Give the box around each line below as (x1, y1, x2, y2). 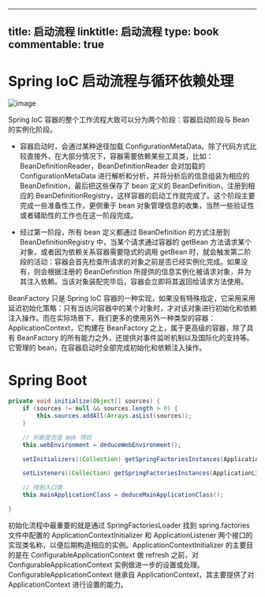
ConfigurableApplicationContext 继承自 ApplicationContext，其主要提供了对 (8, 569, 255, 579)
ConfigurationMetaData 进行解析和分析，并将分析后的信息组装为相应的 (19, 171, 250, 181)
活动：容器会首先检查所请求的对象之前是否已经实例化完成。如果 (33, 257, 241, 267)
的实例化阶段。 (8, 125, 57, 134)
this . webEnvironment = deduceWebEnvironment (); (22, 441, 181, 449)
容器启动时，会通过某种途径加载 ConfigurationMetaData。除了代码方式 (19, 141, 250, 151)
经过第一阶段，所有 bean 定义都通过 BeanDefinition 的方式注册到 (19, 227, 230, 237)
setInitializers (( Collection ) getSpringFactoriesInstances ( (22, 455, 224, 463)
